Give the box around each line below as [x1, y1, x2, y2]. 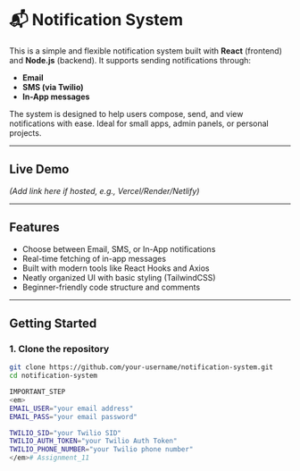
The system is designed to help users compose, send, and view [9, 108, 244, 119]
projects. [9, 127, 42, 138]
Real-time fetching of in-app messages [21, 253, 167, 264]
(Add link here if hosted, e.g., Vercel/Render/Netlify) [9, 185, 200, 196]
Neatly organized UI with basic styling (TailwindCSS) [21, 272, 216, 282]
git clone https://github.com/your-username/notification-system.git [9, 363, 274, 372]
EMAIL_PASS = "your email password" [9, 412, 138, 421]
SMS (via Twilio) [21, 81, 84, 92]
